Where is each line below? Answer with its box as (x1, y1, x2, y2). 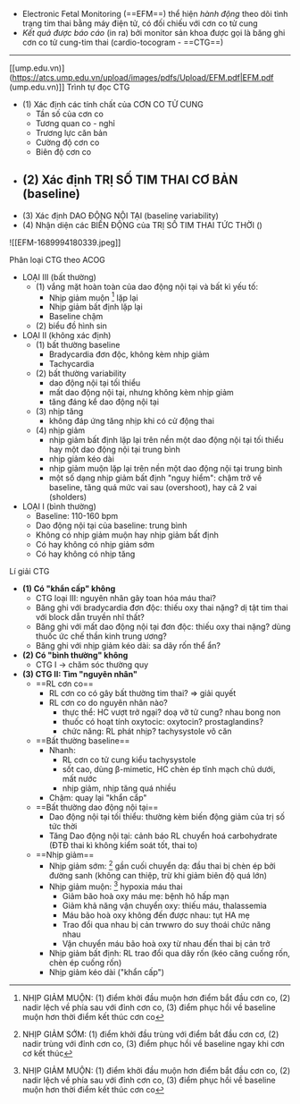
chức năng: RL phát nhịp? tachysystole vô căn (62, 726, 232, 737)
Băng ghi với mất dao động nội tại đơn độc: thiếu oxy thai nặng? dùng (35, 622, 291, 633)
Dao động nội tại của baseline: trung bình (35, 520, 187, 531)
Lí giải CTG (9, 566, 50, 577)
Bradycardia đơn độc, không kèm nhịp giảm (48, 349, 210, 360)
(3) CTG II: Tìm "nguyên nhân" (21, 669, 138, 680)
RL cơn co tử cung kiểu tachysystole (62, 754, 196, 765)
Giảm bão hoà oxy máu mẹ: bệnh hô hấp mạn (62, 890, 229, 901)
